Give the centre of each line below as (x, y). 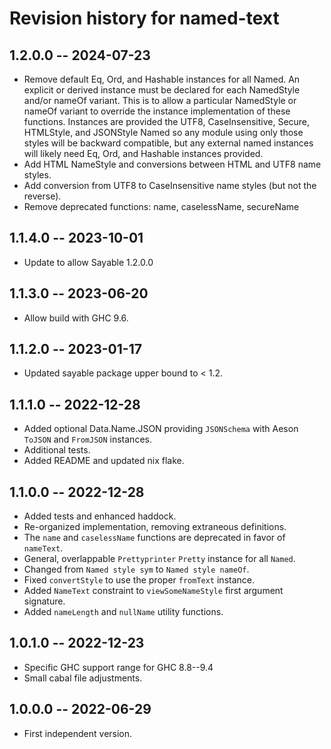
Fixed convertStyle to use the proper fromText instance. (139, 580)
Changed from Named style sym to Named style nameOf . (136, 569)
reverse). (42, 196)
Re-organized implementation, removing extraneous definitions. (155, 527)
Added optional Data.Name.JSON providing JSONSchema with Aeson (161, 429)
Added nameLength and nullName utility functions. (123, 612)
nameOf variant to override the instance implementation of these (157, 111)
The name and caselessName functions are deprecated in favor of (154, 538)
